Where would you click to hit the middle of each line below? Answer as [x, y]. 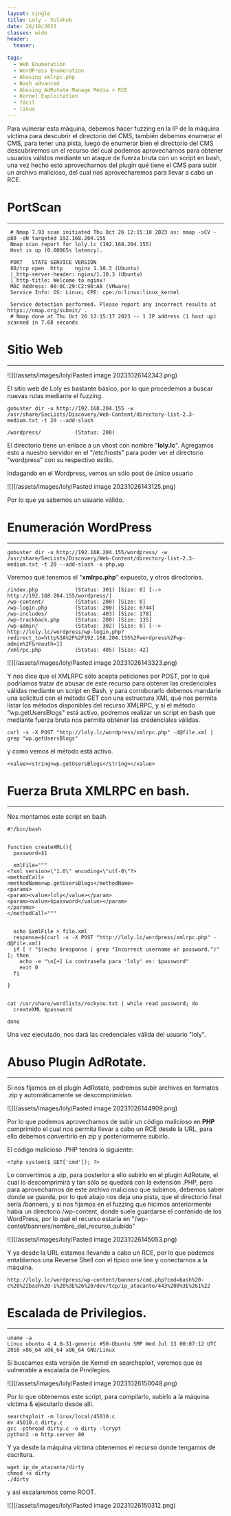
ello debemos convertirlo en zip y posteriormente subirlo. [88, 1136]
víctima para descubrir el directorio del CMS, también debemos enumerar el [115, 135]
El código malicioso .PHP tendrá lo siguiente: [70, 1150]
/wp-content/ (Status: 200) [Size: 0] [77, 602]
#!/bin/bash [24, 829]
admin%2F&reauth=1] [35, 644]
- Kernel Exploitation [46, 96]
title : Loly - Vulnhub [40, 20]
